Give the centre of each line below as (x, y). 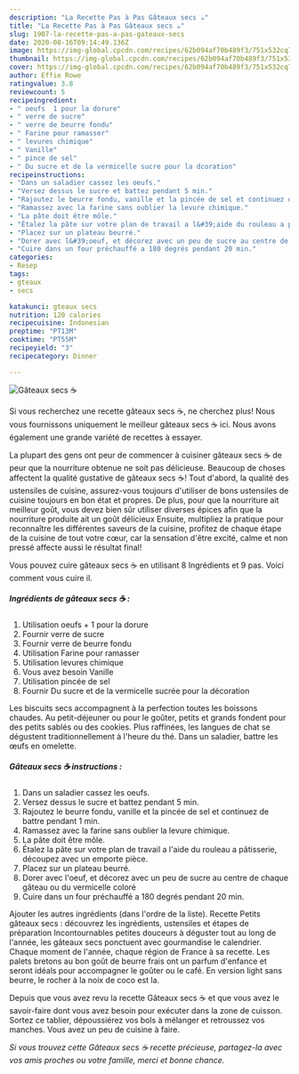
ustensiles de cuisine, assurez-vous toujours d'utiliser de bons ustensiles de (149, 490)
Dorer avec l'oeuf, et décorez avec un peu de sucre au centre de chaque (155, 877)
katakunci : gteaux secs (53, 307)
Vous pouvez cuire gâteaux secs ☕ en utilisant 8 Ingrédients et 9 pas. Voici (147, 565)
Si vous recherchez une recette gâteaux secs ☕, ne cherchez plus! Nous (142, 411)
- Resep (24, 266)
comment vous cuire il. (51, 577)
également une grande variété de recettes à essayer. (106, 437)
